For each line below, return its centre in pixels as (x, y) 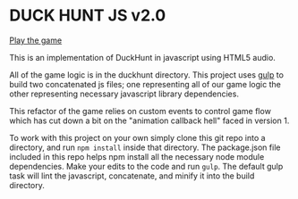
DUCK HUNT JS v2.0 (88, 16)
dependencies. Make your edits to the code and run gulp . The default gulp (146, 166)
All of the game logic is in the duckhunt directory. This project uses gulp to (147, 75)
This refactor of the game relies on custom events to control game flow (140, 111)
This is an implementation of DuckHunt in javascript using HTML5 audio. (142, 57)
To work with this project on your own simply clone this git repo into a (137, 137)
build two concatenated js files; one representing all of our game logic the (145, 84)
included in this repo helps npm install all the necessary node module (137, 156)
